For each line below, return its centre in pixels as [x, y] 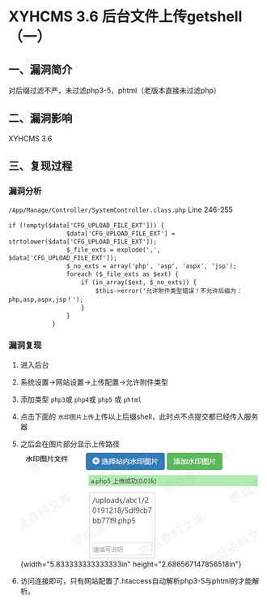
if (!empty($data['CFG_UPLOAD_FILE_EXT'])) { [86, 225]
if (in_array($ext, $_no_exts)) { [139, 282]
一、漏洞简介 [40, 69]
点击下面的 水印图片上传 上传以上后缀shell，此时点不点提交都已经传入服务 [139, 416]
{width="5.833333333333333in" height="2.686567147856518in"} [131, 564]
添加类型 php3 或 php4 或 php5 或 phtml [81, 399]
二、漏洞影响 [40, 118]
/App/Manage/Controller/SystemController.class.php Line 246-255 [121, 209]
